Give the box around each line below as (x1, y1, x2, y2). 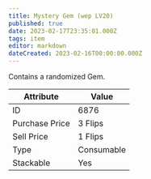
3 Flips (78, 118, 103, 129)
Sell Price (12, 131, 48, 142)
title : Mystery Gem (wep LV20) (8, 11, 114, 20)
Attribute (23, 91, 59, 102)
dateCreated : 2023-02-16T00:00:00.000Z (8, 49, 143, 58)
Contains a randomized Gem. (8, 72, 106, 81)
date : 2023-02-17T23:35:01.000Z (8, 27, 117, 35)
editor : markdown (8, 42, 67, 50)
